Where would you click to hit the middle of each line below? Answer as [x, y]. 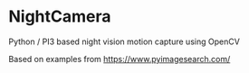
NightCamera [60, 17]
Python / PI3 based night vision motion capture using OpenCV [124, 41]
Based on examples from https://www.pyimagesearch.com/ [120, 59]
